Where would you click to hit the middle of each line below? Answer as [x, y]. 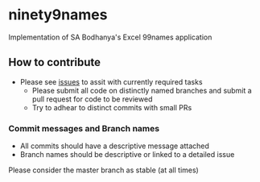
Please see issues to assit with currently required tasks [111, 81]
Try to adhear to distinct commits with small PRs [112, 107]
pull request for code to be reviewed [92, 99]
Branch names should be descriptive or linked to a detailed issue [127, 155]
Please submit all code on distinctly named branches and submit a [142, 90]
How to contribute [55, 62]
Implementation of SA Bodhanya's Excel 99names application [110, 37]
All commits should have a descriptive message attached [114, 146]
